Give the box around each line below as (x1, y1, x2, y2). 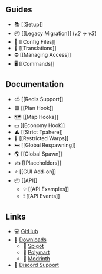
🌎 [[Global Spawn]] (14, 150, 62, 157)
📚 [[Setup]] (14, 21, 44, 28)
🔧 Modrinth (22, 255, 51, 262)
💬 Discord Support (14, 262, 60, 269)
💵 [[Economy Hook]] (14, 121, 65, 129)
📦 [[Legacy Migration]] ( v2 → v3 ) (14, 30, 97, 37)
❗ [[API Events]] (22, 192, 60, 199)
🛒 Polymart (22, 249, 50, 256)
